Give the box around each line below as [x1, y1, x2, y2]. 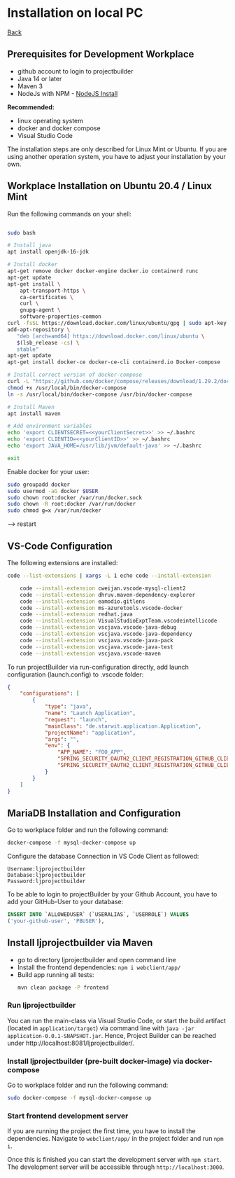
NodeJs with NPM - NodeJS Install [17, 89, 118, 97]
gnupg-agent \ [20, 307, 61, 314]
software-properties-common [20, 313, 101, 320]
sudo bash [7, 229, 36, 236]
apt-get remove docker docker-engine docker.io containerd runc [7, 268, 199, 275]
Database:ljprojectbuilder [7, 872, 86, 879]
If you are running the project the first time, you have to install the [7, 1127, 196, 1135]
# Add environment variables [7, 422, 92, 430]
